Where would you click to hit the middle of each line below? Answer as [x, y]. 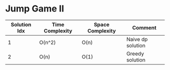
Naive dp [137, 39]
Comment [144, 27]
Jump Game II [35, 9]
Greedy [135, 53]
